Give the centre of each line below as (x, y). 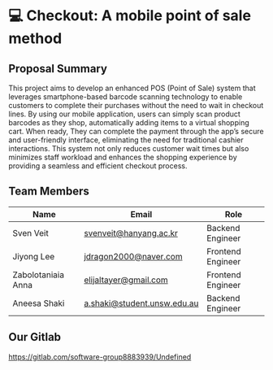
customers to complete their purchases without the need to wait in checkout (136, 105)
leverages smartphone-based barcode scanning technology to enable (126, 97)
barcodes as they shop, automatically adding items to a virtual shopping (129, 122)
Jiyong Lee (34, 256)
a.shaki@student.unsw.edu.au (141, 303)
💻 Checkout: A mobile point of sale (130, 16)
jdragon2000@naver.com (133, 256)
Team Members (49, 192)
